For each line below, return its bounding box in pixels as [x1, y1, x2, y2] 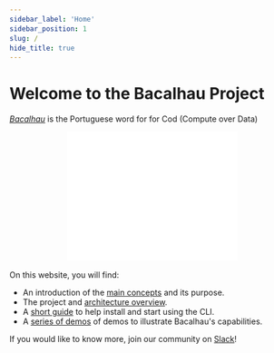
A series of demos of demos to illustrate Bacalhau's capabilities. [22, 316, 263, 327]
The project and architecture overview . [22, 297, 168, 308]
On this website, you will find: [9, 270, 120, 280]
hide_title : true [9, 44, 75, 53]
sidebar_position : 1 [9, 24, 88, 34]
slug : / [9, 34, 39, 43]
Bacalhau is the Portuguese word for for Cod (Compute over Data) [9, 113, 259, 124]
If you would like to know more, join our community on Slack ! [9, 334, 238, 345]
